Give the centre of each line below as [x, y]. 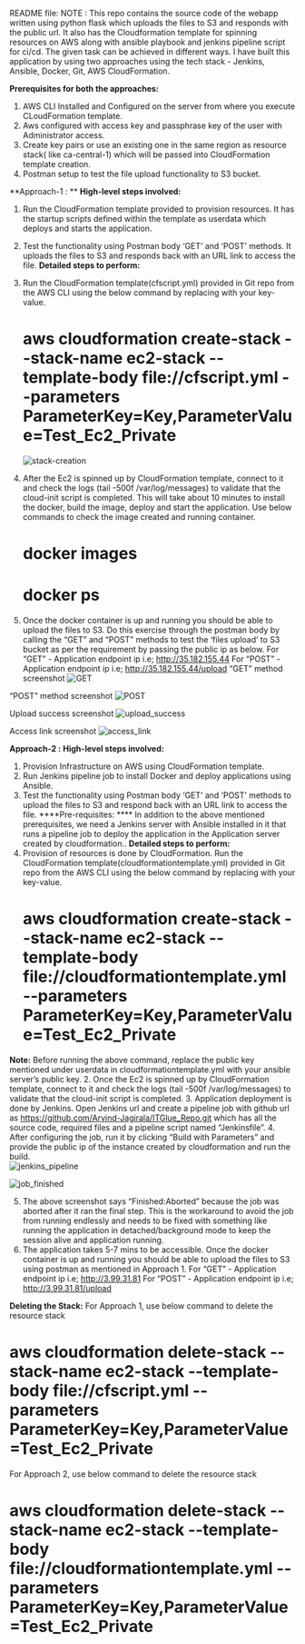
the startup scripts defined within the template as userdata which [144, 219]
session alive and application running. [93, 1240]
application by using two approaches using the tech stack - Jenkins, [137, 61]
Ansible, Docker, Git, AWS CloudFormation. [90, 71]
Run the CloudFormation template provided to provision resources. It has [158, 209]
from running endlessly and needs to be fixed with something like [145, 1221]
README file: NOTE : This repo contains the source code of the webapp [144, 13]
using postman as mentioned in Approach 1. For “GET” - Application [149, 1269]
